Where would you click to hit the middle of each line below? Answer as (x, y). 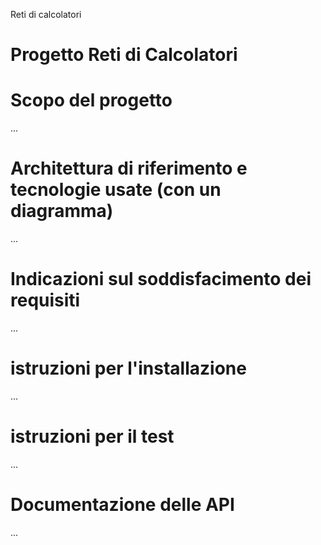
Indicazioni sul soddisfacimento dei (161, 279)
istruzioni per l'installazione (128, 368)
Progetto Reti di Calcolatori (124, 55)
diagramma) (62, 211)
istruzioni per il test (92, 436)
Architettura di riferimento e (129, 168)
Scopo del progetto (91, 100)
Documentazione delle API (122, 505)
